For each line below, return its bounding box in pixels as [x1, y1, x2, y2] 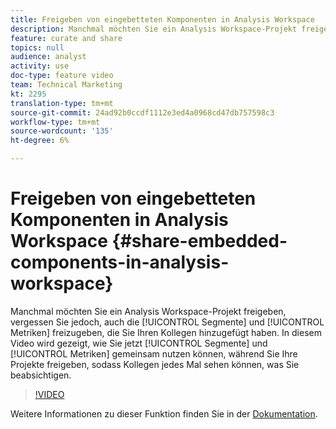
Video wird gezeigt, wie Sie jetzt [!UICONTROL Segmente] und [10, 337, 268, 349]
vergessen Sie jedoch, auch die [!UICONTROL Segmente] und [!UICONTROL [10, 316, 325, 328]
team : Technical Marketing [10, 80, 123, 90]
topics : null [10, 42, 65, 53]
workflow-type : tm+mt [10, 117, 101, 127]
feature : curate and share [10, 33, 123, 43]
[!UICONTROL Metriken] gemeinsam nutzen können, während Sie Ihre [10, 347, 298, 360]
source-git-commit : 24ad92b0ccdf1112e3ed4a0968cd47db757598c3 [10, 107, 275, 118]
